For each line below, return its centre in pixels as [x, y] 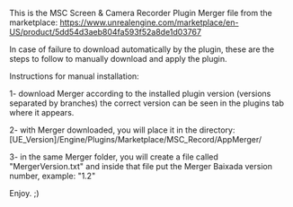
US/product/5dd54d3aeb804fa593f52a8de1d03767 [106, 32]
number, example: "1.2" [53, 176]
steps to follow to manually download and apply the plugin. [118, 59]
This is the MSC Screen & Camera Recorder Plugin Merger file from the [141, 13]
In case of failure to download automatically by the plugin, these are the [142, 49]
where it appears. [42, 112]
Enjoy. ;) [24, 193]
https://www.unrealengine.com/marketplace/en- [149, 22]
